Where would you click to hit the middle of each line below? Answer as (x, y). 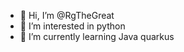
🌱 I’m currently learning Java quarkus (97, 36)
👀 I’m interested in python (72, 26)
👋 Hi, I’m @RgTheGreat (67, 15)
